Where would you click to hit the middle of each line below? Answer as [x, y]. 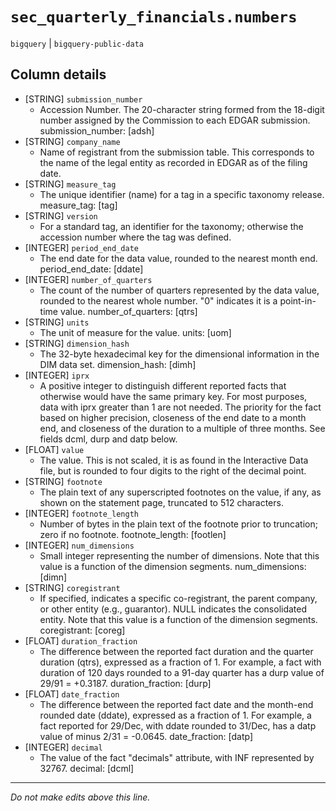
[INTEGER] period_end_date [81, 247]
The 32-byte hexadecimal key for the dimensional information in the [179, 354]
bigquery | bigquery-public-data [77, 43]
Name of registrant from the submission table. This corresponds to [177, 152]
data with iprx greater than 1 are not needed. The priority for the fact [180, 407]
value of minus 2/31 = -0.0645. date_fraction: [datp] [146, 736]
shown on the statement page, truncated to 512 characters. [161, 502]
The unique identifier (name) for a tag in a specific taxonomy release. [182, 194]
